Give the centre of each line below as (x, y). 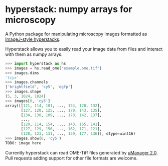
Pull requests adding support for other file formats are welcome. (71, 158)
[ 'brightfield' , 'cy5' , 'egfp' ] (39, 87)
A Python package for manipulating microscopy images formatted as (76, 34)
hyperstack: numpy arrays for (69, 9)
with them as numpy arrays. (34, 54)
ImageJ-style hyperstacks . (33, 39)
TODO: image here (23, 143)
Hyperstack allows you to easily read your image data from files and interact (84, 49)
